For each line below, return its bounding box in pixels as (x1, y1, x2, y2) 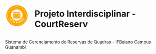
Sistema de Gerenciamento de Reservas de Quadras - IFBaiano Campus (5, 39, 151, 45)
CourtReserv (34, 18, 88, 30)
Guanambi (5, 44, 26, 50)
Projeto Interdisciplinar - (34, 8, 136, 19)
